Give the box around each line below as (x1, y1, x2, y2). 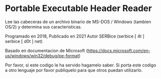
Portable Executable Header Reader (5, 3, 152, 14)
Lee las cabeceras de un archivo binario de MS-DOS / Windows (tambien (5, 19, 151, 25)
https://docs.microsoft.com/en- (87, 48, 150, 53)
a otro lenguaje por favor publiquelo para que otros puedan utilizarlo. (5, 67, 143, 73)
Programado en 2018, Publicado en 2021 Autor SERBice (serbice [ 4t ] (5, 33, 145, 39)
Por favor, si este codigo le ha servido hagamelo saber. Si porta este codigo (5, 62, 157, 68)
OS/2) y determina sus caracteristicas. (5, 24, 82, 29)
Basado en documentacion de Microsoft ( (5, 48, 88, 53)
